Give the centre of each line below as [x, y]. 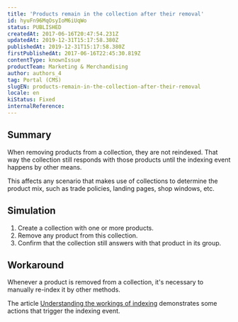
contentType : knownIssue [44, 60]
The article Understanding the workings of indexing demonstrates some [112, 304]
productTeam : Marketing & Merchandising [68, 67]
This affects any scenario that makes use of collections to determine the [113, 181]
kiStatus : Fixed [31, 100]
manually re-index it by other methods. [64, 290]
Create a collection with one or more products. [85, 228]
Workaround [36, 265]
